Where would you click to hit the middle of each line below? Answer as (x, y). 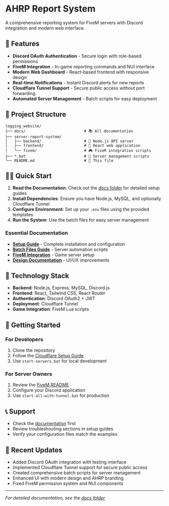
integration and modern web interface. (45, 28)
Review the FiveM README (41, 385)
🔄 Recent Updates (34, 450)
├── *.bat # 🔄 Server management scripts (77, 156)
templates (23, 215)
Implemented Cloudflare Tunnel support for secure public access (80, 467)
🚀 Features (22, 44)
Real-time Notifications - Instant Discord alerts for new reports (78, 82)
